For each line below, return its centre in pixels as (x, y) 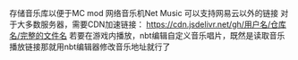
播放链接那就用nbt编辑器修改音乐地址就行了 (90, 47)
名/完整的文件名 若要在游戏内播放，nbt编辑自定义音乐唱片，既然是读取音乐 (147, 35)
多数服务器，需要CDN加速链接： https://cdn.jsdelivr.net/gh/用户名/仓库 (155, 24)
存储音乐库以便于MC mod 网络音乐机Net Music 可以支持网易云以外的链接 (144, 13)
